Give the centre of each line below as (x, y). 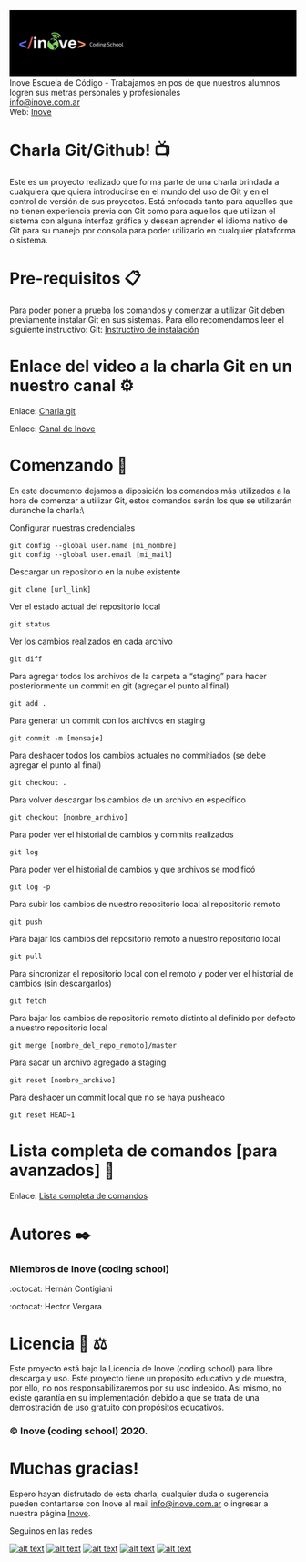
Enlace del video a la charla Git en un (151, 367)
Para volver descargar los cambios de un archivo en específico (127, 800)
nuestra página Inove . (50, 1514)
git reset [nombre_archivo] (63, 1080)
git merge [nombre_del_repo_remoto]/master (93, 1045)
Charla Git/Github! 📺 (90, 150)
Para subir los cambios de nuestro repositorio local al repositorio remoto (145, 904)
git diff (26, 659)
